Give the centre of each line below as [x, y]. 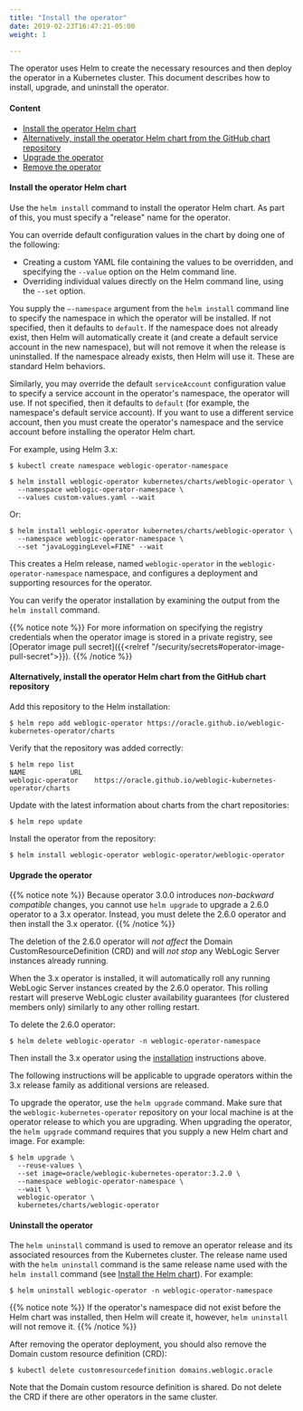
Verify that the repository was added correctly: [96, 748]
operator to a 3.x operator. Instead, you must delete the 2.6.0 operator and [148, 914]
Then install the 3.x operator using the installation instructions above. [138, 1058]
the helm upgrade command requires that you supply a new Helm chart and [149, 1131]
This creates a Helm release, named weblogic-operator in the [123, 563]
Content [25, 108]
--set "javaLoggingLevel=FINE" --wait [91, 547]
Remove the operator [62, 167]
